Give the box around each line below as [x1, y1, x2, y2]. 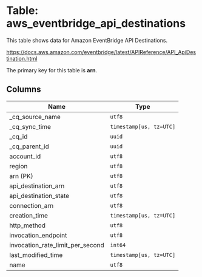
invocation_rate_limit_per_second [9, 241, 104, 249]
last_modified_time [9, 250, 63, 259]
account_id [9, 152, 41, 160]
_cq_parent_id [9, 142, 50, 151]
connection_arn [9, 201, 54, 210]
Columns [6, 84, 41, 95]
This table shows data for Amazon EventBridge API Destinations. [6, 36, 168, 44]
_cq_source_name [9, 112, 61, 121]
